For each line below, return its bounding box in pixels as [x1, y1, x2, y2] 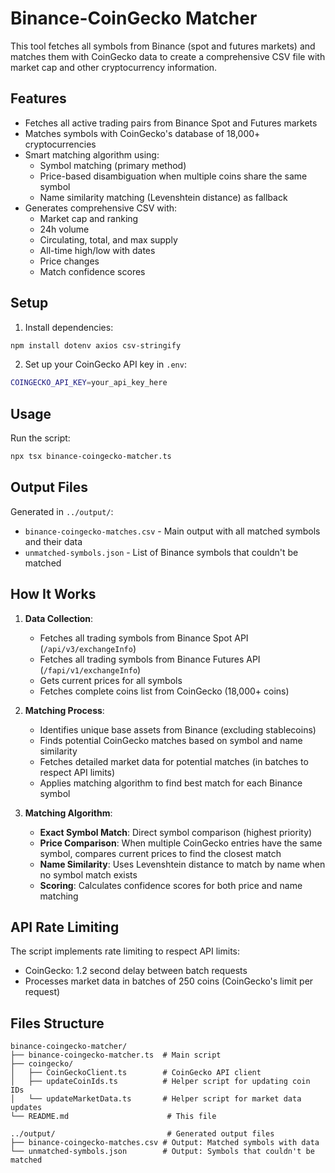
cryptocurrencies [24, 138, 97, 150]
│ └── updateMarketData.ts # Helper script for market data [10, 1094, 302, 1104]
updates [10, 1103, 43, 1113]
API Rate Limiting [10, 919, 120, 936]
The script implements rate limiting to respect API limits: [10, 945, 241, 957]
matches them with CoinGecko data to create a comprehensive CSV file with [10, 50, 326, 62]
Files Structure [10, 1015, 105, 1032]
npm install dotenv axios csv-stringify [10, 340, 182, 351]
